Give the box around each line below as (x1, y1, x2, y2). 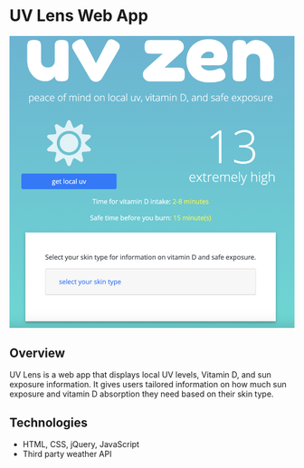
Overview (9, 345, 66, 360)
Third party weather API (22, 449, 112, 460)
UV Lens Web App (9, 5, 149, 26)
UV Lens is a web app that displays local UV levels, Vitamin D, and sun (9, 369, 271, 380)
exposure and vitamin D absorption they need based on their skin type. (9, 388, 274, 399)
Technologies (9, 415, 89, 430)
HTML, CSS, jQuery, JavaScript (22, 439, 140, 450)
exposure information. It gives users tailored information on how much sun (9, 379, 287, 390)
